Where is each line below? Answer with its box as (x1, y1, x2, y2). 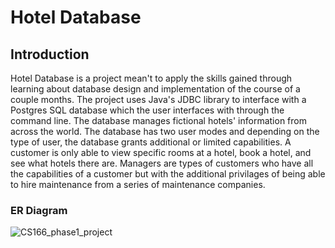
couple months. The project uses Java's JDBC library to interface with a (10, 94, 307, 105)
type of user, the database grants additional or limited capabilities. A (10, 136, 292, 148)
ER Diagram (10, 203, 68, 217)
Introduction (10, 46, 90, 63)
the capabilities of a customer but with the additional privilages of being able (10, 168, 326, 180)
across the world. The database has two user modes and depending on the (10, 126, 320, 137)
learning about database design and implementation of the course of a (10, 83, 301, 95)
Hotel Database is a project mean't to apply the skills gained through (10, 72, 293, 84)
